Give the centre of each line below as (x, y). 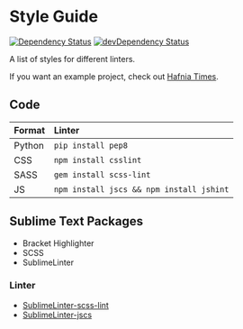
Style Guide (54, 17)
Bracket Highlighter (58, 243)
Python (29, 145)
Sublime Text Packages (76, 221)
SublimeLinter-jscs (57, 315)
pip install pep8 (91, 145)
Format (30, 130)
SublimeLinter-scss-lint (66, 305)
